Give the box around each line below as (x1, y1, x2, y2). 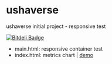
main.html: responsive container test (14, 45, 103, 52)
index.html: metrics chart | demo (14, 51, 94, 58)
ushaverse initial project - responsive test (6, 23, 106, 30)
